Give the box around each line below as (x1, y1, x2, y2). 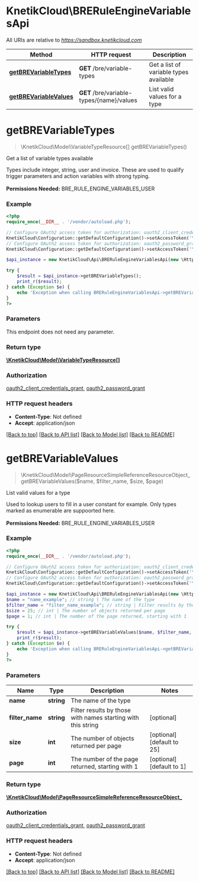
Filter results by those (70, 706, 131, 714)
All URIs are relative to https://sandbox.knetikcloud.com (6, 36, 142, 43)
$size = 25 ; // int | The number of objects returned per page (6, 608, 166, 613)
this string (70, 721, 99, 729)
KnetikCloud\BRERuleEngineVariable (6, 4, 191, 18)
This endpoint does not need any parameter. (6, 328, 114, 335)
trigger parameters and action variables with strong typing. (6, 172, 150, 179)
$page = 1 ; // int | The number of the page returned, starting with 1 (6, 613, 187, 619)
